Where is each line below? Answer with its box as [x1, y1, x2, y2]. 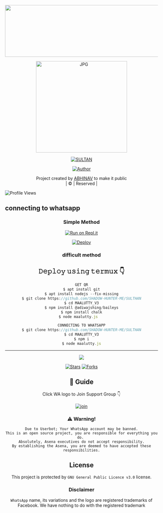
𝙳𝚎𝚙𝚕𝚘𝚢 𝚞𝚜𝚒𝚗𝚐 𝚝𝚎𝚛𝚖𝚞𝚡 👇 [38, 267, 125, 275]
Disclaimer [68, 486, 95, 493]
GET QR [75, 282, 88, 287]
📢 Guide [69, 378, 94, 386]
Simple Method [63, 219, 100, 226]
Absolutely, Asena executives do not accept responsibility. [18, 439, 145, 444]
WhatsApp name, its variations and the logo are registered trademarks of [10, 497, 153, 503]
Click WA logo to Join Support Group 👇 [42, 391, 121, 397]
